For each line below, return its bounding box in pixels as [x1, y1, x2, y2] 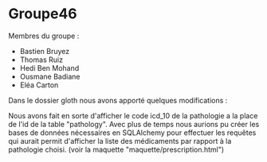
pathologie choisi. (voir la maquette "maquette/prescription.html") [8, 145, 225, 154]
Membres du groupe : [8, 31, 80, 40]
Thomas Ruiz [19, 55, 64, 64]
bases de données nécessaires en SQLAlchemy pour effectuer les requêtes [8, 128, 257, 137]
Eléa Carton [19, 80, 59, 90]
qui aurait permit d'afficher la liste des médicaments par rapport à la [8, 136, 232, 145]
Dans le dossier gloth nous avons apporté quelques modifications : [8, 95, 228, 105]
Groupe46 [8, 5, 77, 23]
